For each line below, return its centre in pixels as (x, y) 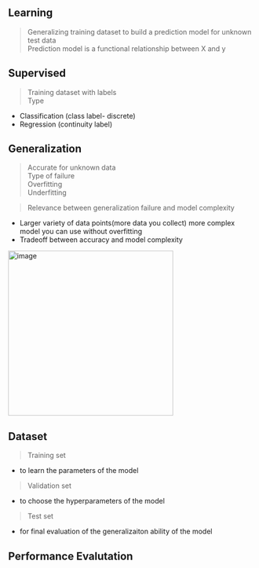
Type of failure (51, 176)
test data (42, 40)
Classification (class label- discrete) (77, 115)
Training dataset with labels (72, 92)
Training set (47, 456)
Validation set (49, 486)
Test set (40, 516)
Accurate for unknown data (71, 167)
